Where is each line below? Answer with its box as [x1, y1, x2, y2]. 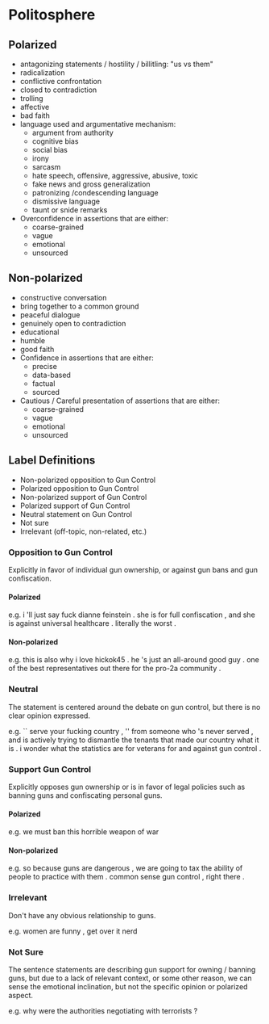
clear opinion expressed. [8, 711, 91, 720]
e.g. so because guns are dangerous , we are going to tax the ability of [8, 863, 243, 873]
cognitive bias [31, 136, 79, 146]
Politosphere [8, 6, 96, 24]
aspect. [8, 990, 34, 1000]
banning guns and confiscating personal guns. [8, 790, 163, 800]
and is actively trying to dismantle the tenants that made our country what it [8, 735, 259, 745]
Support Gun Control [8, 763, 91, 774]
